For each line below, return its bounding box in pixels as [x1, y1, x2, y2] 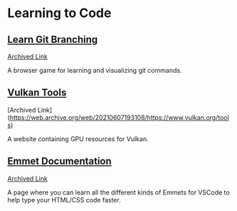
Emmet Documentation [7, 155, 112, 168]
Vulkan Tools [7, 87, 67, 99]
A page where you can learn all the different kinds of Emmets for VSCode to [7, 187, 230, 197]
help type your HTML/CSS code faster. [7, 195, 121, 204]
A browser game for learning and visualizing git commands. [7, 66, 182, 74]
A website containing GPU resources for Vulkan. [7, 134, 149, 143]
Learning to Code [7, 5, 112, 21]
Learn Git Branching [7, 34, 98, 46]
